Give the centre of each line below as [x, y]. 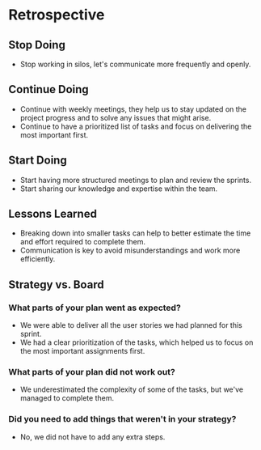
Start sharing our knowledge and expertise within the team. [119, 189]
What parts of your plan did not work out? [92, 372]
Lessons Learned [53, 214]
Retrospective [57, 15]
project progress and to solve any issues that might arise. [116, 117]
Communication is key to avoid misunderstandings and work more [130, 250]
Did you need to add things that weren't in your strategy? [122, 419]
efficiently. [38, 259]
